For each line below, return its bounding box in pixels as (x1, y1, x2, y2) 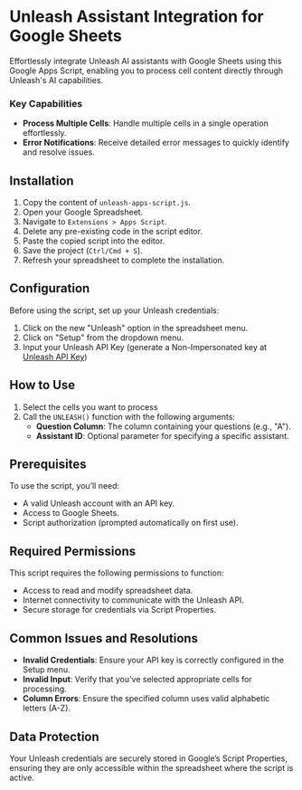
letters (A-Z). (22, 703, 71, 714)
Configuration (9, 281, 90, 296)
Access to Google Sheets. (22, 508, 119, 519)
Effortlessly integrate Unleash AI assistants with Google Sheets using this (9, 55, 282, 66)
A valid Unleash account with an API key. (22, 498, 175, 509)
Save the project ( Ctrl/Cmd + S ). (22, 245, 143, 256)
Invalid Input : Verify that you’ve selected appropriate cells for (22, 674, 252, 685)
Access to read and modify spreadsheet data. (22, 585, 193, 596)
